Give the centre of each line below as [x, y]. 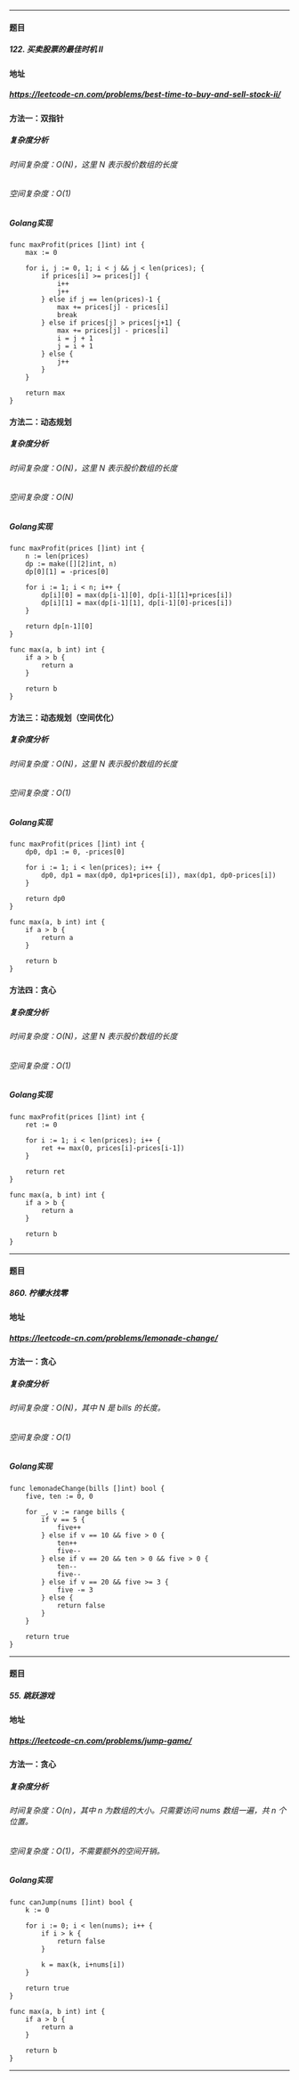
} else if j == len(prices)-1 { [101, 299]
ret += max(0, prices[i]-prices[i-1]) [113, 1148]
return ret [45, 1171]
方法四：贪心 [32, 990]
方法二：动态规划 [40, 422]
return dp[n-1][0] [59, 626]
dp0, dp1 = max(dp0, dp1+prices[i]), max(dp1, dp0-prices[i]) [159, 876]
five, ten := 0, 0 [59, 1496]
